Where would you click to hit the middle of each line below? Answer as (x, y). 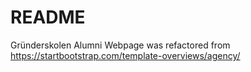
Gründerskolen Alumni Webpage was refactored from (120, 45)
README (48, 17)
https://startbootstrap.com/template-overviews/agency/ (125, 55)
